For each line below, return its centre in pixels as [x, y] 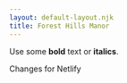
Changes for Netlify [46, 69]
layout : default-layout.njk [62, 17]
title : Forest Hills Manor [59, 26]
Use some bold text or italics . [64, 51]
